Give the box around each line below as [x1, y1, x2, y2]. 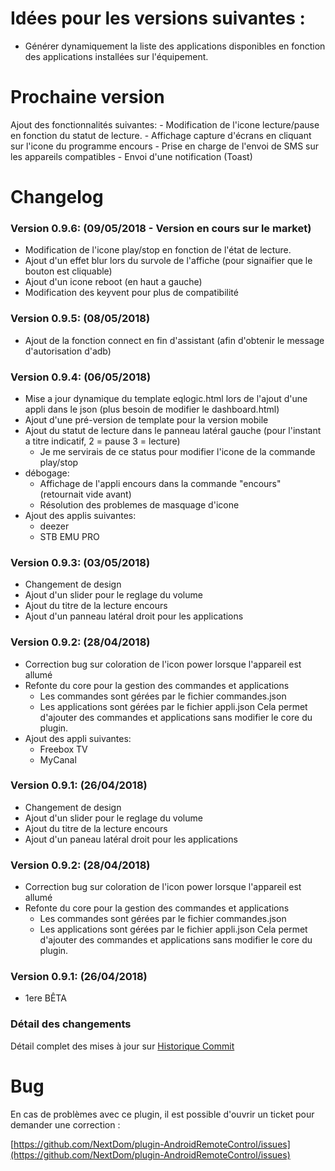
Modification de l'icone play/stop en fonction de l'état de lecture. [24, 244, 292, 256]
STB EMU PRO [39, 530, 100, 542]
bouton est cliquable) [24, 265, 113, 277]
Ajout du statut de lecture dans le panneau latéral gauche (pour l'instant [24, 424, 322, 436]
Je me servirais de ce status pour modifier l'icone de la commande [39, 445, 316, 457]
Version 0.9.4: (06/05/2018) [10, 370, 152, 384]
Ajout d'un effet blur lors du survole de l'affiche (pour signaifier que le [24, 255, 313, 267]
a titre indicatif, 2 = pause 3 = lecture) [24, 435, 181, 447]
